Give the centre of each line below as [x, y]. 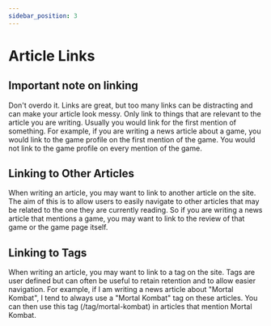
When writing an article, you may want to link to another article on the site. [132, 193]
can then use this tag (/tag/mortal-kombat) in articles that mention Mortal [130, 307]
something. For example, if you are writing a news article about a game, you [135, 131]
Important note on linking [74, 86]
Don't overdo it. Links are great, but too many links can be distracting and [131, 105]
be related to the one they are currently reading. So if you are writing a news [135, 210]
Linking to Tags [48, 253]
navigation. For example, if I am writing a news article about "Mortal [121, 290]
